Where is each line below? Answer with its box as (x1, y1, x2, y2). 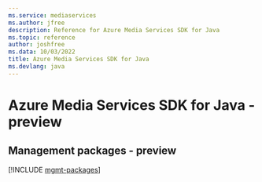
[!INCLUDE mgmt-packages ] (8, 165, 101, 174)
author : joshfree (8, 41, 65, 49)
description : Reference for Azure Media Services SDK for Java (8, 26, 220, 34)
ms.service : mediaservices (8, 11, 97, 20)
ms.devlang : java (8, 63, 65, 71)
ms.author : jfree (8, 19, 65, 27)
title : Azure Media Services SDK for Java (8, 56, 149, 64)
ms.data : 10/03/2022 (8, 48, 76, 56)
